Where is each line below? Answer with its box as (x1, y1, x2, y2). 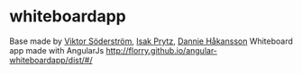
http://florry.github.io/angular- (105, 45, 218, 55)
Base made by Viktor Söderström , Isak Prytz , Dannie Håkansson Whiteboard (9, 36, 293, 46)
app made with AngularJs (9, 45, 105, 55)
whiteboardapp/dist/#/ (9, 54, 93, 65)
